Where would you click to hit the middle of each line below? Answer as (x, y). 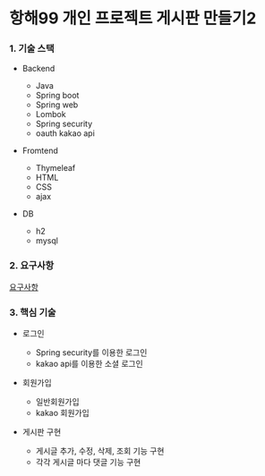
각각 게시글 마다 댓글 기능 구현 (88, 463)
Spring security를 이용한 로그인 (91, 353)
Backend (38, 69)
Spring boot (57, 96)
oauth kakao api (65, 133)
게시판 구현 (42, 432)
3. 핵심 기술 (33, 312)
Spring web (57, 105)
